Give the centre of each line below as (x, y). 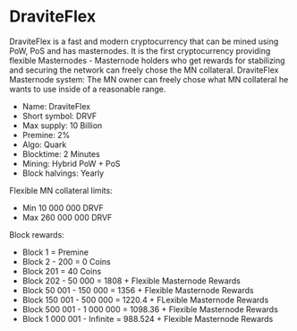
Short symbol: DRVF (59, 116)
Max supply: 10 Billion (62, 125)
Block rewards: (37, 234)
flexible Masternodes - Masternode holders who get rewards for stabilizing (147, 60)
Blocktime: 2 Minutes (61, 153)
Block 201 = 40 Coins (62, 271)
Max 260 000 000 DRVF (67, 217)
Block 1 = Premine (55, 252)
